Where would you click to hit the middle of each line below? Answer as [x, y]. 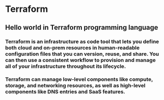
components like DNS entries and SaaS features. [65, 92]
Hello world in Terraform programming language [82, 27]
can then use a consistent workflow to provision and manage [81, 60]
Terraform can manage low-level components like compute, [79, 79]
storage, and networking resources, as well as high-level [75, 86]
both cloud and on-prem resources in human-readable [72, 48]
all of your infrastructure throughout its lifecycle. [66, 66]
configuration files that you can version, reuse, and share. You [82, 54]
